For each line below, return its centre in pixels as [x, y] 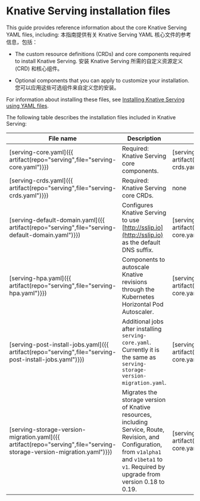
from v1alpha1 [142, 451]
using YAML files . [28, 106]
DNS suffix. [137, 250]
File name [63, 138]
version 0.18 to [143, 481]
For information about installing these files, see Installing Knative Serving [95, 99]
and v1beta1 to [142, 459]
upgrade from [141, 474]
